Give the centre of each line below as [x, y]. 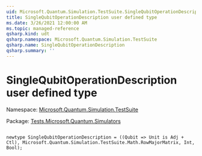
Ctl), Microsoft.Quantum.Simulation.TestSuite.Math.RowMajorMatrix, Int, [101, 142]
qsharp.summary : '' [31, 51]
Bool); [14, 148]
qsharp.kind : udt [28, 34]
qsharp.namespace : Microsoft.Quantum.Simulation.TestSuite [82, 39]
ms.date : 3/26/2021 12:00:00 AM [47, 23]
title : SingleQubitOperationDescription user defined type [82, 17]
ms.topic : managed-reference [43, 28]
